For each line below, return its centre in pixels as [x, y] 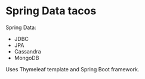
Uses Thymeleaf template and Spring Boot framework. [72, 69]
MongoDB [27, 58]
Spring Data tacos [51, 11]
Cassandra [27, 51]
